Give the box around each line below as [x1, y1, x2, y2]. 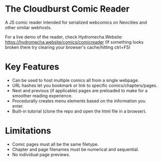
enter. [12, 103, 24, 109]
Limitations [5, 125, 51, 136]
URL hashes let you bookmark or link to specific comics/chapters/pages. [12, 82, 158, 88]
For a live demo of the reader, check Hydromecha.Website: [5, 34, 123, 40]
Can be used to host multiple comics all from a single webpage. [12, 77, 139, 83]
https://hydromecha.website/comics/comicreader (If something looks [5, 39, 144, 45]
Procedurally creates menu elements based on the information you [12, 98, 146, 104]
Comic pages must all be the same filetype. [12, 141, 99, 147]
